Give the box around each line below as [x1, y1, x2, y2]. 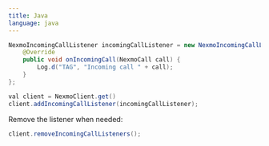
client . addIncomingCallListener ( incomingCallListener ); [8, 100, 199, 108]
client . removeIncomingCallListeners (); [8, 129, 142, 138]
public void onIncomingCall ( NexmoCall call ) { [22, 56, 181, 64]
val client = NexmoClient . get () [8, 93, 116, 101]
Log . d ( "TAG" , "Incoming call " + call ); [37, 63, 174, 72]
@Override [22, 49, 56, 57]
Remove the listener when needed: [8, 114, 123, 124]
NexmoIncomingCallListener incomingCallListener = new [8, 41, 195, 49]
